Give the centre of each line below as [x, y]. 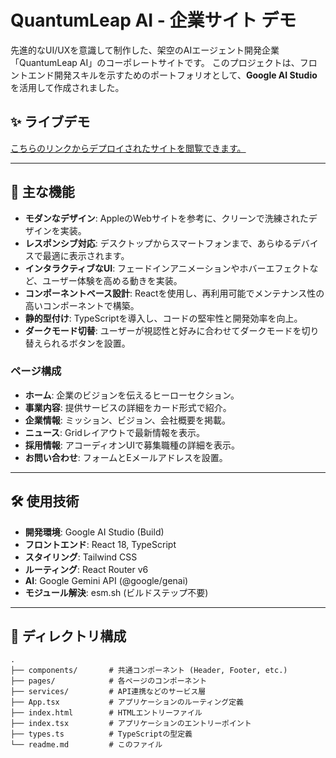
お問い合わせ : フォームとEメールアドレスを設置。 [126, 457]
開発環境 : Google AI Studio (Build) [94, 532]
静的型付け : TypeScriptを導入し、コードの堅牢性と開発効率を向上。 [163, 318]
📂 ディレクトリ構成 [68, 636]
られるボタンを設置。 [86, 343]
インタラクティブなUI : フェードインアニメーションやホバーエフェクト [167, 268]
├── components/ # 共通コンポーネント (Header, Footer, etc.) [149, 671]
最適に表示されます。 [86, 255]
